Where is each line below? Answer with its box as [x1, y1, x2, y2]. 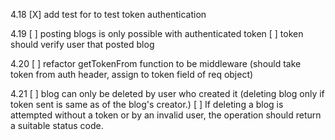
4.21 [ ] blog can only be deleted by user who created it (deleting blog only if [10, 88, 325, 99]
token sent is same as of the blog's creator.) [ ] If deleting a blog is [10, 99, 284, 110]
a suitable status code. [10, 120, 104, 131]
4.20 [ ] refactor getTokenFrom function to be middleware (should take [10, 58, 302, 69]
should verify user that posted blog [10, 39, 155, 50]
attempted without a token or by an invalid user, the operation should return [10, 109, 322, 121]
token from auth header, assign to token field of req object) [10, 69, 254, 80]
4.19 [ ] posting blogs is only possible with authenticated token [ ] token [10, 28, 304, 39]
